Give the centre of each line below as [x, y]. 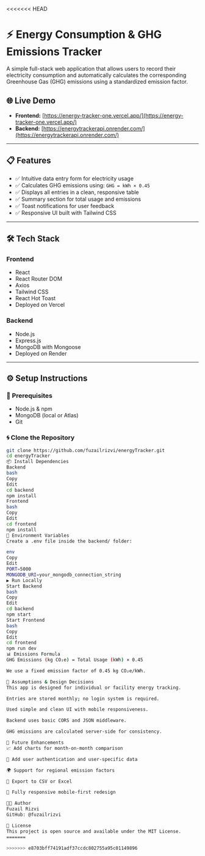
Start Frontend [26, 620]
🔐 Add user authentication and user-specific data [72, 759]
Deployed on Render [41, 353]
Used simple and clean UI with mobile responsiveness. [77, 710]
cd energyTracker [28, 456]
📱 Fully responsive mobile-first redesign [61, 793]
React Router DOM [39, 279]
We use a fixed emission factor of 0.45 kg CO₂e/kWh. [76, 671]
